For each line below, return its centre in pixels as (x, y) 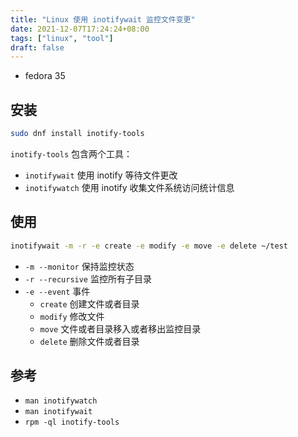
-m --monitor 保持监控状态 (79, 266)
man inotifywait (58, 412)
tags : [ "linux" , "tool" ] (62, 38)
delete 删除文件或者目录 (89, 341)
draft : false (37, 47)
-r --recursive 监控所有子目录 (88, 278)
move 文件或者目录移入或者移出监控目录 (120, 328)
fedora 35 (45, 76)
